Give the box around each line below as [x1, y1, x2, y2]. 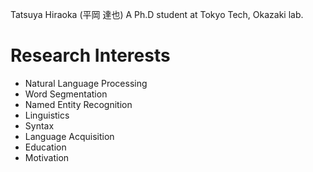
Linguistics [24, 109, 70, 121]
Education [24, 141, 67, 153]
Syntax [24, 119, 55, 132]
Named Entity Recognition [24, 98, 133, 110]
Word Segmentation [24, 88, 108, 100]
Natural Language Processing [24, 77, 148, 89]
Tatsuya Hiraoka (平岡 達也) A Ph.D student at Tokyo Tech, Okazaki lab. [10, 9, 304, 20]
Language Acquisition [24, 130, 115, 142]
